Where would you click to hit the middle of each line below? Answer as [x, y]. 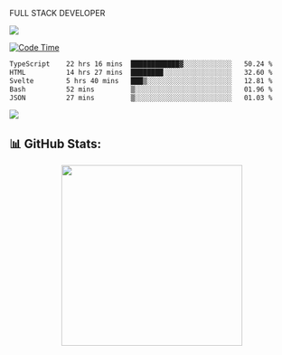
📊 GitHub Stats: [56, 144]
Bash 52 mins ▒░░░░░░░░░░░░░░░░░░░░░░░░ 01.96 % [141, 89]
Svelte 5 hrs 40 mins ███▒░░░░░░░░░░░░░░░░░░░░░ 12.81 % [141, 80]
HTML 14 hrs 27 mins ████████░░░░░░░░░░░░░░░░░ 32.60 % [141, 72]
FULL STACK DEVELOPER [57, 13]
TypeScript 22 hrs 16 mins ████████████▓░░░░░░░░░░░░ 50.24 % [141, 64]
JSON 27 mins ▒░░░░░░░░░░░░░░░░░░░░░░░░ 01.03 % [141, 98]
